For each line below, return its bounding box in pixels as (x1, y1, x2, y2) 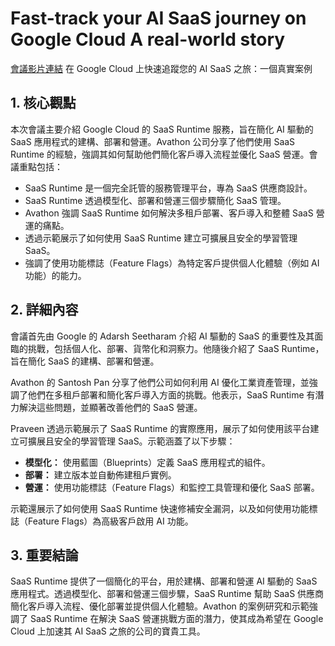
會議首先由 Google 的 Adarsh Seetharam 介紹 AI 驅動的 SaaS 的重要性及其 (10, 330, 315, 342)
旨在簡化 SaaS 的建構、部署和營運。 (10, 355, 160, 367)
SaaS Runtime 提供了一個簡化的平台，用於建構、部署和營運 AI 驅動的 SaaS (10, 575, 318, 587)
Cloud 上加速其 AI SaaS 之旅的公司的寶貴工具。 (10, 625, 206, 637)
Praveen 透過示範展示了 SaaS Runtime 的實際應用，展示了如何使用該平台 (10, 422, 311, 434)
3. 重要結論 (10, 547, 79, 564)
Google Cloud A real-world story (10, 28, 286, 51)
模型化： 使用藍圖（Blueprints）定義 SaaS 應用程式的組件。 (24, 456, 271, 468)
